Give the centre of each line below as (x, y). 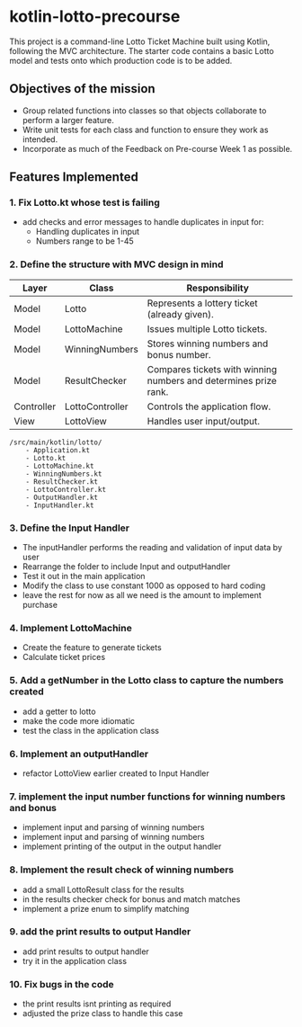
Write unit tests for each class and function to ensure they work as (145, 129)
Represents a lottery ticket (202, 303)
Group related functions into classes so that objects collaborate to (144, 111)
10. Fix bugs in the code (62, 984)
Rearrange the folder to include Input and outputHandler (126, 567)
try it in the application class (75, 960)
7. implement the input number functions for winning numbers (147, 796)
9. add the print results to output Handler (100, 932)
